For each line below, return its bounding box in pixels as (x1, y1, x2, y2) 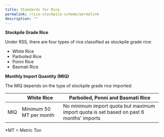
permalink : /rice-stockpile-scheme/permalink (5, 12, 99, 17)
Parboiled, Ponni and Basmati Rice (69, 95, 151, 101)
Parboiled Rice (12, 54, 42, 59)
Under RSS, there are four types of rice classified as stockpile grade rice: (5, 39, 152, 45)
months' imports (62, 115, 101, 122)
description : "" (5, 16, 38, 21)
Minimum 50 (21, 106, 51, 113)
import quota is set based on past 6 (62, 109, 144, 116)
